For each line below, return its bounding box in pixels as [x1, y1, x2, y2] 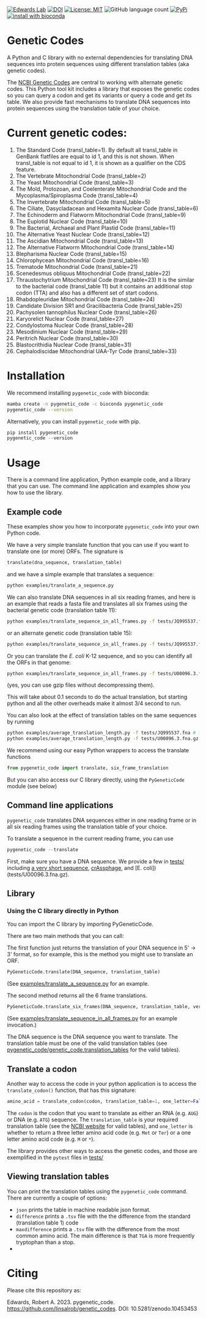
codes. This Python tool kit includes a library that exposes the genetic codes [7, 85, 200, 92]
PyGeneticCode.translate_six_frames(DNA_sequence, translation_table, [7, 1004, 191, 1010]
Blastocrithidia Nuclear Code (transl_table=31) [15, 341, 132, 348]
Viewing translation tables [7, 1171, 109, 1182]
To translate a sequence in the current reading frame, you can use [7, 835, 174, 842]
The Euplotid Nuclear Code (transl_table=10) [15, 218, 128, 225]
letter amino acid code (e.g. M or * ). [7, 1135, 95, 1143]
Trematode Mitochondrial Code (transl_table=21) [15, 263, 138, 270]
